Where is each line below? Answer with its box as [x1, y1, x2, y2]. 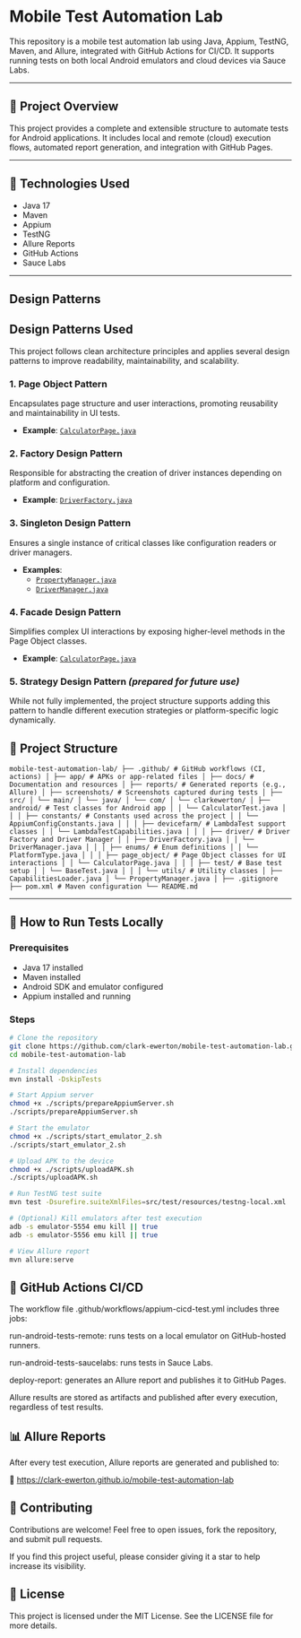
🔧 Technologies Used [9, 177, 130, 192]
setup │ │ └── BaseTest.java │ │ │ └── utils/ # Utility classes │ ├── [9, 867, 282, 876]
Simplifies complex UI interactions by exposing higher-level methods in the [9, 626, 286, 637]
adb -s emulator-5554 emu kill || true [9, 1222, 159, 1231]
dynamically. [9, 715, 56, 725]
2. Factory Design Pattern [9, 446, 123, 459]
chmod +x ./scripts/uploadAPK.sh [9, 1165, 134, 1174]
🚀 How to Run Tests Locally [9, 914, 164, 930]
